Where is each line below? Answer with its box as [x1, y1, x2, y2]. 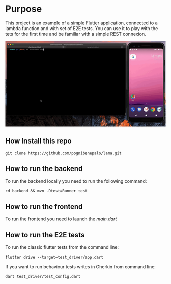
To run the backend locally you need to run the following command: [5, 178, 147, 184]
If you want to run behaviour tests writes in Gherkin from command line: [5, 263, 156, 270]
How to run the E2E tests [5, 231, 85, 239]
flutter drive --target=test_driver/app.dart [5, 254, 103, 260]
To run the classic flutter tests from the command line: [5, 244, 119, 250]
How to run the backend [5, 164, 83, 173]
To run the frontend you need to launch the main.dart [5, 216, 117, 222]
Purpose [5, 3, 42, 15]
